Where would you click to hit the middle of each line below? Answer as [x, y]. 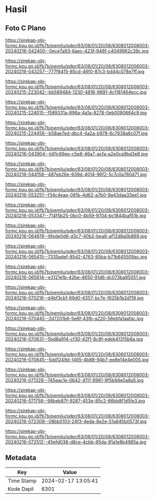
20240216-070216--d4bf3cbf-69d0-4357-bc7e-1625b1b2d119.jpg [74, 298]
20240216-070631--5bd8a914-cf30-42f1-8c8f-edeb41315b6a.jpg [74, 339]
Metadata [21, 458]
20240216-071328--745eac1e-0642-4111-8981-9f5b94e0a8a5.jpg [74, 380]
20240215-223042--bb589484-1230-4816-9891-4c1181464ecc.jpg [76, 92]
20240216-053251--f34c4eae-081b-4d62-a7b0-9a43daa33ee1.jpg [76, 195]
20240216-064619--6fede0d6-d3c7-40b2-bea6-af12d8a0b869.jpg [76, 236]
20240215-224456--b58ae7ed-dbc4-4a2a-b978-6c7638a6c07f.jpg [76, 133]
